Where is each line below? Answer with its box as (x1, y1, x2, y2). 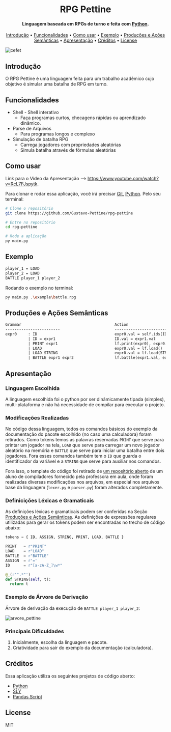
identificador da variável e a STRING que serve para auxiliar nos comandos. (5, 458, 161, 464)
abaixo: (5, 525, 21, 531)
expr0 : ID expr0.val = (5, 331, 140, 336)
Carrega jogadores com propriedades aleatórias (20, 142, 121, 148)
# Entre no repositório (5, 220, 56, 225)
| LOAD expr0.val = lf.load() (27, 346, 163, 351)
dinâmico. (20, 120, 41, 126)
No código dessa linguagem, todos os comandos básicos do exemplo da (5, 426, 158, 432)
